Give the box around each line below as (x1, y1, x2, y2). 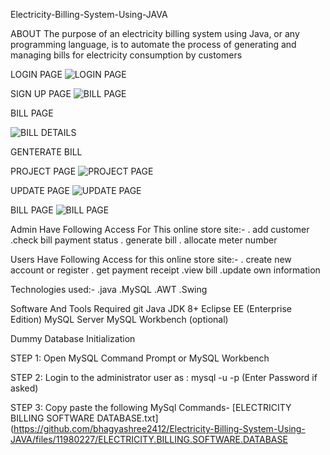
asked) (10, 382, 39, 394)
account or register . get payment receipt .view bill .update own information (10, 264, 321, 276)
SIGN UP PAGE (10, 88, 72, 99)
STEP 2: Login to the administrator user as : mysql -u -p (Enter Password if (10, 372, 318, 383)
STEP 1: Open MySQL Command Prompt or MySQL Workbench (10, 352, 270, 364)
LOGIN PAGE (10, 69, 63, 80)
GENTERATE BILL (10, 146, 83, 158)
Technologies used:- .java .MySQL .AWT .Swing (10, 284, 208, 295)
